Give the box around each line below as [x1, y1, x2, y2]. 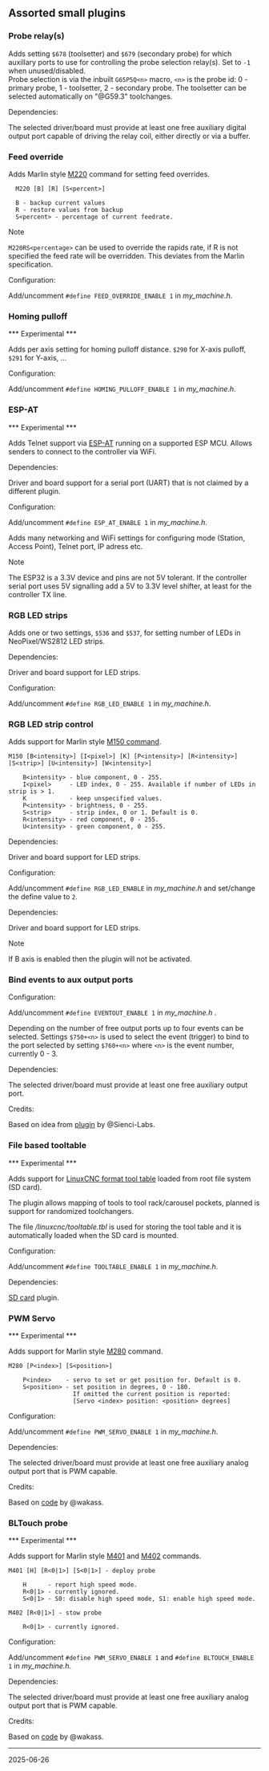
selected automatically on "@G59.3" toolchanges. [8, 92, 173, 101]
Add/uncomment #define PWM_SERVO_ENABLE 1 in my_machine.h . [8, 1427, 219, 1436]
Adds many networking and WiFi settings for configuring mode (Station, [8, 533, 246, 543]
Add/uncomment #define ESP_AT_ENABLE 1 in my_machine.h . [8, 517, 208, 527]
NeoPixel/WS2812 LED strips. [8, 636, 106, 645]
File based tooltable [8, 1140, 86, 1151]
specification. [8, 259, 54, 269]
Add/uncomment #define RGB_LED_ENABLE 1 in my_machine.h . [8, 698, 211, 708]
